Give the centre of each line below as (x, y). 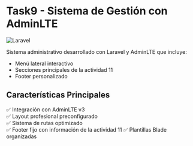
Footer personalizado (41, 76)
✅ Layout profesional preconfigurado (52, 116)
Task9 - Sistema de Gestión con (87, 11)
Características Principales (58, 95)
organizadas (22, 136)
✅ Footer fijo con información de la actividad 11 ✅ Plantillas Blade (86, 129)
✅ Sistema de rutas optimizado (44, 123)
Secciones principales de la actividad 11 (64, 69)
